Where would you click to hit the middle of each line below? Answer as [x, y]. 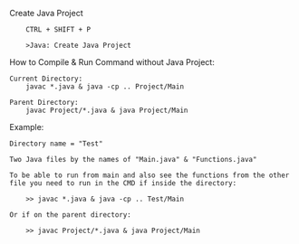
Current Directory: [46, 79]
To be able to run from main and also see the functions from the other [149, 175]
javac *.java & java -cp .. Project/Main [105, 87]
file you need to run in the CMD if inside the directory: [123, 183]
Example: [27, 127]
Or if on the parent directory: [70, 215]
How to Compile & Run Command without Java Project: [112, 62]
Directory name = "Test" [56, 144]
